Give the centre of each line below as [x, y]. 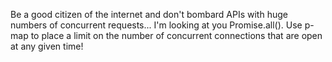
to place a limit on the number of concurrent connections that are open [176, 35]
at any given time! [47, 46]
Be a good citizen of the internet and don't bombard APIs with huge [149, 14]
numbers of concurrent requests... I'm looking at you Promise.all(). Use [156, 25]
